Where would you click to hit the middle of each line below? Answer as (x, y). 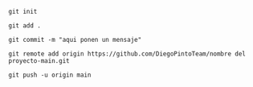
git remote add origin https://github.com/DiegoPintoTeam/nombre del (127, 54)
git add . (25, 26)
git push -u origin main (50, 75)
